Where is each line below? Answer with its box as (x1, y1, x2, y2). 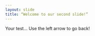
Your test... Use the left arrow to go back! (5, 25, 90, 31)
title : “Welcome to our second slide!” (5, 12, 88, 17)
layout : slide (5, 7, 35, 12)
